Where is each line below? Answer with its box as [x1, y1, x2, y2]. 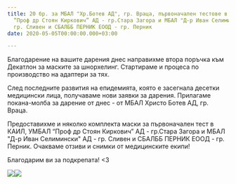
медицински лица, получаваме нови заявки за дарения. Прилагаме [7, 91, 211, 100]
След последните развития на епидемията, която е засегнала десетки [7, 84, 220, 92]
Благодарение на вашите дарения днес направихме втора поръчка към [7, 55, 225, 64]
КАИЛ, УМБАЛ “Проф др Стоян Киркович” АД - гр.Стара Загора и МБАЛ [7, 127, 225, 136]
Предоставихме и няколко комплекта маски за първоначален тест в [7, 120, 214, 129]
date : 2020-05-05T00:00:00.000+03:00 [7, 29, 118, 37]
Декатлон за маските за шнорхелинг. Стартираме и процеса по [7, 63, 199, 71]
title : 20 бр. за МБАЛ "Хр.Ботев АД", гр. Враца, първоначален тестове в [7, 10, 228, 18]
